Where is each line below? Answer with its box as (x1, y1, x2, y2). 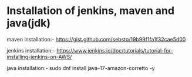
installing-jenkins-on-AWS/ (6, 53, 72, 60)
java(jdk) (6, 16, 51, 30)
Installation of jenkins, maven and (6, 4, 175, 17)
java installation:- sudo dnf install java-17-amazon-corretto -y (6, 64, 155, 71)
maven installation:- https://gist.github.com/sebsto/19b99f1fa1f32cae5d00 (6, 36, 186, 43)
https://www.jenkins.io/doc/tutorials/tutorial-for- (56, 47, 173, 54)
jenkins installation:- (6, 47, 55, 54)
